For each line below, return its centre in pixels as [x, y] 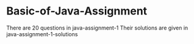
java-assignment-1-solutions [42, 34]
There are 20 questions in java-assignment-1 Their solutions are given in [97, 28]
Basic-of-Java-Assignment [77, 11]
